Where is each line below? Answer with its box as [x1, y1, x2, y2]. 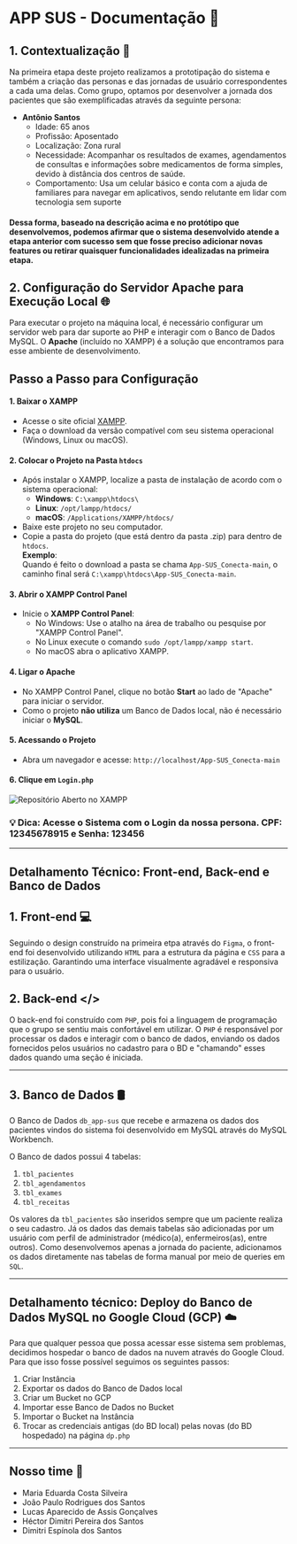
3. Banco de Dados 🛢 [9, 1087, 126, 1102]
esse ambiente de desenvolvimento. [9, 345, 141, 357]
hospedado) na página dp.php [21, 1430, 131, 1440]
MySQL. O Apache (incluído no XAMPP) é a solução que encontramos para [9, 336, 285, 347]
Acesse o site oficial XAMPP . [21, 416, 128, 426]
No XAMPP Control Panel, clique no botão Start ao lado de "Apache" [21, 686, 273, 697]
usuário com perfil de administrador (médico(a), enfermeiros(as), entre [9, 1232, 268, 1243]
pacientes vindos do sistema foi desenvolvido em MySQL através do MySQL [9, 1124, 287, 1136]
